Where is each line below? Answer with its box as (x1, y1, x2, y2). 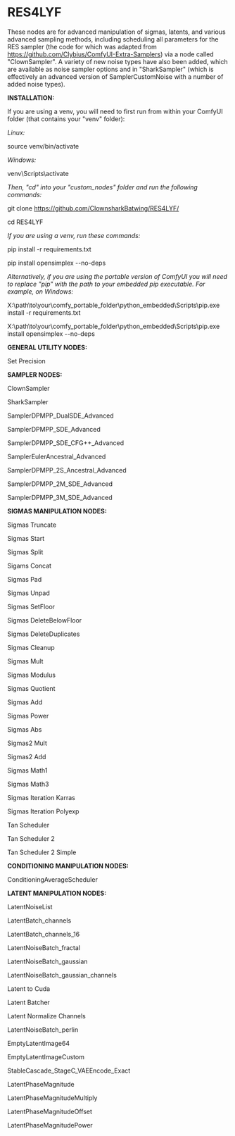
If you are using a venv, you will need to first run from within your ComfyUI (7, 107, 223, 116)
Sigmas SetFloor (7, 602, 55, 611)
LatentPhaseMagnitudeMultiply (7, 1093, 98, 1102)
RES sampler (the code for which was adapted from (7, 42, 157, 51)
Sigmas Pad (7, 575, 42, 583)
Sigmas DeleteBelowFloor (7, 616, 82, 624)
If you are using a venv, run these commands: (7, 231, 141, 239)
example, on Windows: (7, 287, 74, 296)
